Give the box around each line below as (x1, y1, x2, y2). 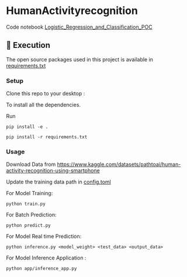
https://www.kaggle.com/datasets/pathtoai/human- (57, 161, 181, 168)
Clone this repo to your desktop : (6, 90, 85, 97)
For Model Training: (6, 190, 53, 197)
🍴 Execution (6, 40, 51, 50)
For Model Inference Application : (6, 254, 86, 261)
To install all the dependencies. (6, 101, 81, 109)
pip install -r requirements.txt (6, 134, 88, 140)
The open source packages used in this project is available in (6, 56, 154, 63)
